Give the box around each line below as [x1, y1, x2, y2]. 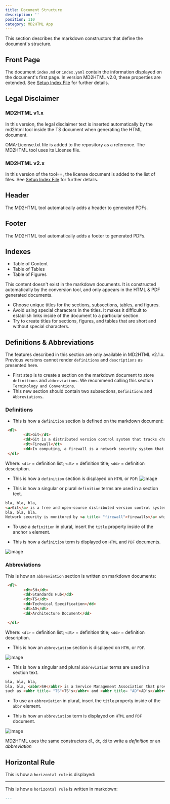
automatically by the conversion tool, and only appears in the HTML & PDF [5, 287, 160, 293]
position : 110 [5, 17, 35, 22]
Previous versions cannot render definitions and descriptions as [5, 357, 143, 363]
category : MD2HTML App [5, 21, 53, 27]
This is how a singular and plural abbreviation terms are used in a [12, 664, 150, 670]
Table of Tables [12, 266, 45, 272]
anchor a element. [12, 529, 51, 535]
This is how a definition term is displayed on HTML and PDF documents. [12, 539, 161, 545]
